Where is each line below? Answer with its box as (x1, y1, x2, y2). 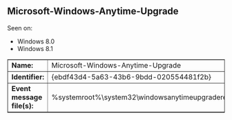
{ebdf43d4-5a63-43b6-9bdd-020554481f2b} (51, 72, 212, 81)
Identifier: (11, 72, 45, 81)
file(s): (11, 101, 34, 110)
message (11, 92, 43, 102)
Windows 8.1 (17, 44, 53, 52)
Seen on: (7, 23, 33, 32)
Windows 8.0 (17, 37, 55, 46)
